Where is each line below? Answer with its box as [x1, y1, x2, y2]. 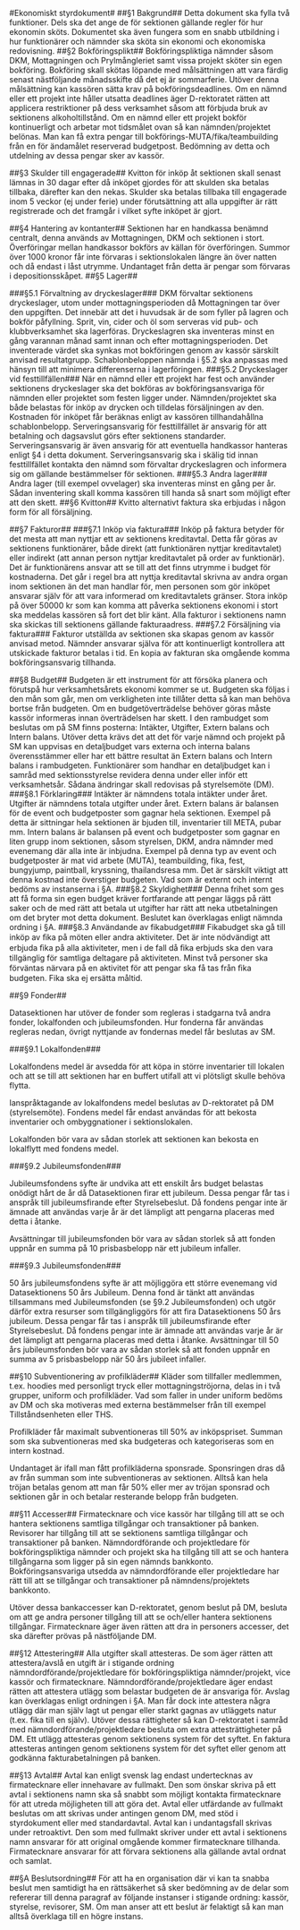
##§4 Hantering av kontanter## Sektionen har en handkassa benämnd [9, 223, 269, 234]
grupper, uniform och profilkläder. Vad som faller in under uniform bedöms [9, 1390, 283, 1400]
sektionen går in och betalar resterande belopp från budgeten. [9, 1491, 239, 1502]
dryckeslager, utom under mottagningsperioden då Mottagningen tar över [9, 297, 280, 308]
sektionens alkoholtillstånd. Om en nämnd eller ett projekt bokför [9, 112, 247, 123]
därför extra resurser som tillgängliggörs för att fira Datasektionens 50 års [9, 1306, 281, 1317]
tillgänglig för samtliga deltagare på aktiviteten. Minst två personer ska [9, 952, 269, 963]
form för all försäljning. [9, 507, 93, 517]
